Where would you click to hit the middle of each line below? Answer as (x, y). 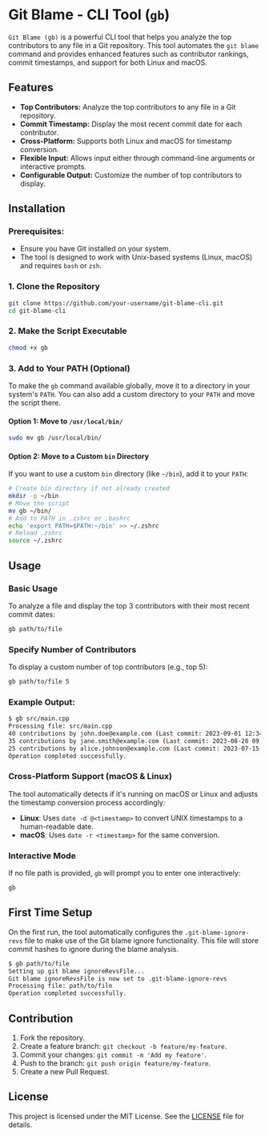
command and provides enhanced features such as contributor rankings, (128, 54)
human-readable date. (56, 826)
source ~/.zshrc (35, 541)
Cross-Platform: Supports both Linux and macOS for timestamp (126, 141)
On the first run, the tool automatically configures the (96, 932)
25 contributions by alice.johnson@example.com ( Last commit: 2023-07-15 (134, 749)
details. (20, 1124)
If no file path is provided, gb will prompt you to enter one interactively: (124, 873)
